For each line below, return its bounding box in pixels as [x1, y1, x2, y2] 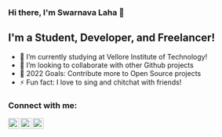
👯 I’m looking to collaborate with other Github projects [19, 60, 194, 70]
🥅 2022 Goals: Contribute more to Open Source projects [19, 68, 202, 78]
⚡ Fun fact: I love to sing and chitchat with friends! [19, 78, 182, 87]
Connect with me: [8, 99, 78, 110]
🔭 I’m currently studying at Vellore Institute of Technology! [19, 52, 208, 61]
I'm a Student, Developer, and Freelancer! [8, 31, 216, 45]
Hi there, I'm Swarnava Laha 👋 [8, 7, 125, 18]
